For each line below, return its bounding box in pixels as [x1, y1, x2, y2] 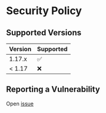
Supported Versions [6, 28, 81, 38]
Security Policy [6, 4, 82, 18]
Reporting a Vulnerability [6, 84, 100, 95]
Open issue [6, 100, 34, 107]
